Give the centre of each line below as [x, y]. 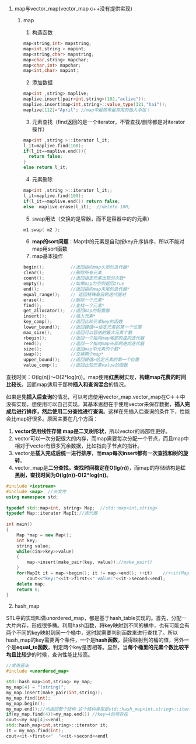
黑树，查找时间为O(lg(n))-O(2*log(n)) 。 [63, 475]
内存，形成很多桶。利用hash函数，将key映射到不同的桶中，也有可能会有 [103, 625]
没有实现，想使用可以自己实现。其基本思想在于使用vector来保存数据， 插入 [95, 404]
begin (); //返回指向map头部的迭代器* [76, 267]
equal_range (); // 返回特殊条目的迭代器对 [75, 294]
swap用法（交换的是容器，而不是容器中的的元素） [92, 219]
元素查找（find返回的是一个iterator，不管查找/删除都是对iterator [108, 122]
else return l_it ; [45, 168]
